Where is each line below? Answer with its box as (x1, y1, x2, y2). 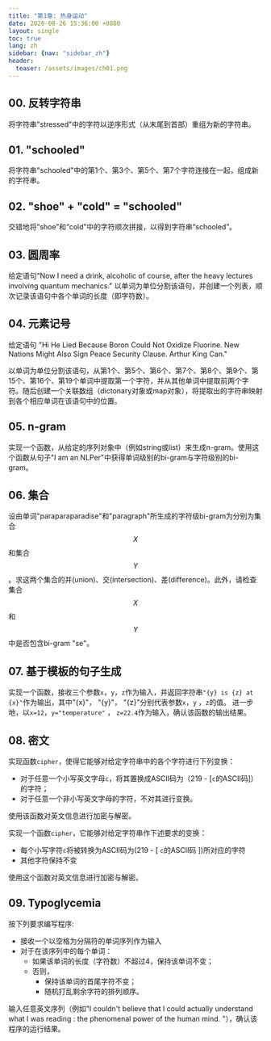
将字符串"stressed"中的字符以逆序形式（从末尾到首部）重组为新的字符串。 (8, 119, 256, 129)
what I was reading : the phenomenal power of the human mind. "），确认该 (8, 1014, 258, 1023)
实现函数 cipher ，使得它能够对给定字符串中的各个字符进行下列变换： (8, 757, 236, 766)
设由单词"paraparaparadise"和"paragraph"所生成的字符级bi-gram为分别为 (8, 511, 255, 521)
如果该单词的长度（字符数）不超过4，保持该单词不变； (31, 956, 214, 966)
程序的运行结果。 (8, 1023, 65, 1034)
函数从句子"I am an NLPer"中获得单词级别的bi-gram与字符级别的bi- (15, 452, 240, 462)
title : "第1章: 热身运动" (8, 11, 89, 20)
